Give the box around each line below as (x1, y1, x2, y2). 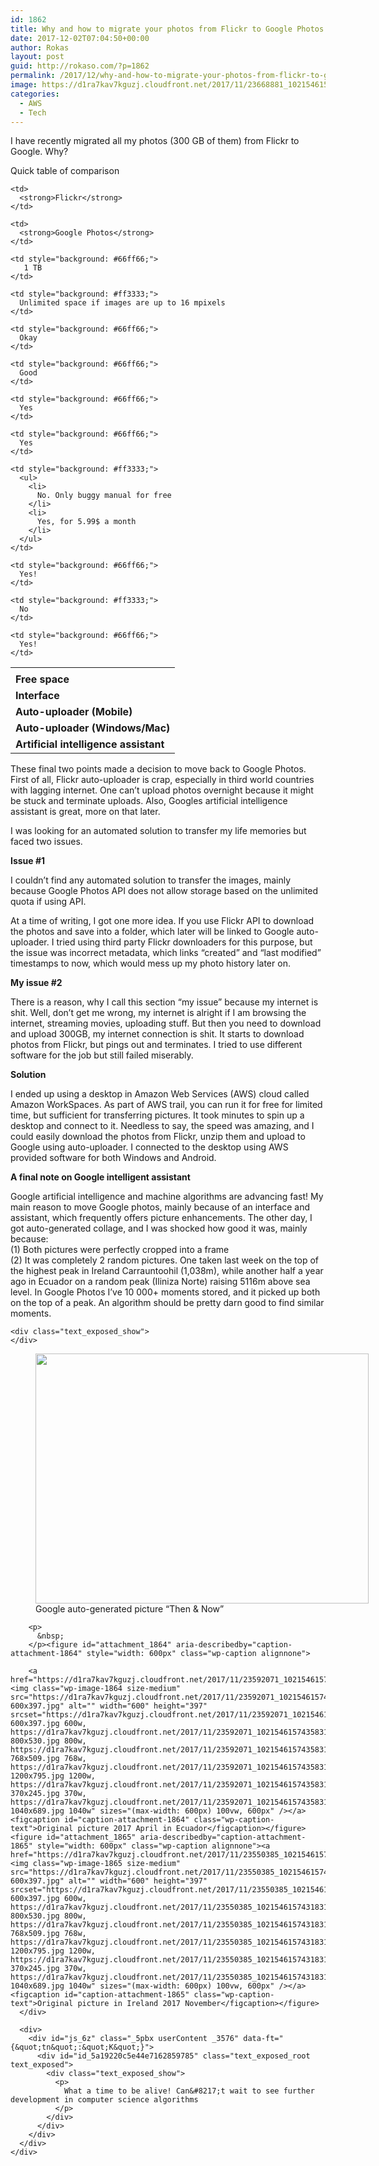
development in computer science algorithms (10, 2095, 199, 2105)
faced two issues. (10, 836, 83, 848)
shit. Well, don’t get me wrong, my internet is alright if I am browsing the (10, 1007, 307, 1019)
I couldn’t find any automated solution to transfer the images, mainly (10, 874, 292, 886)
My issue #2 (10, 977, 63, 989)
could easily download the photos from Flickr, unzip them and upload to (10, 1131, 306, 1143)
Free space (15, 672, 70, 686)
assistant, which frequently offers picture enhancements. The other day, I (10, 1212, 313, 1224)
